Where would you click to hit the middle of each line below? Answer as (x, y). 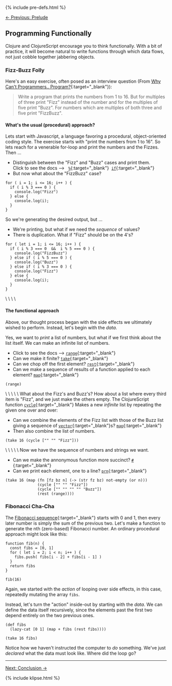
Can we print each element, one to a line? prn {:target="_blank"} (80, 471)
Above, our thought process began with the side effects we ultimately (79, 322)
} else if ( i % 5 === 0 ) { (41, 258)
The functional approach (32, 310)
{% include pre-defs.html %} (36, 7)
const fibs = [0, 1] (32, 548)
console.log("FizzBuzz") (41, 253)
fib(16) (14, 579)
